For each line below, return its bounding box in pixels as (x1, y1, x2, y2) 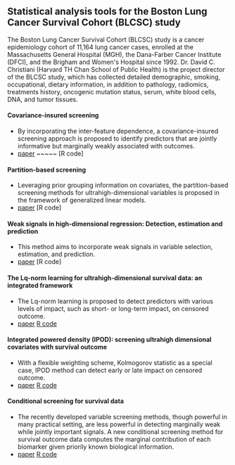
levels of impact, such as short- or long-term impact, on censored (17, 304, 209, 312)
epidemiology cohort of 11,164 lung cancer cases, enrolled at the (7, 42, 193, 51)
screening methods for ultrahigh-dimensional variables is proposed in (17, 189, 220, 197)
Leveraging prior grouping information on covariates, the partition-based (17, 181, 229, 189)
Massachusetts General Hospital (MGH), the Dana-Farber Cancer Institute (7, 50, 222, 58)
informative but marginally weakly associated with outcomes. (17, 142, 195, 151)
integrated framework (7, 281, 73, 290)
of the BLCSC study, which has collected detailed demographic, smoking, (7, 72, 220, 81)
